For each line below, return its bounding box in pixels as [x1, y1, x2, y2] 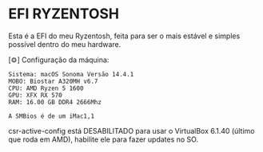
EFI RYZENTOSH [8, 5, 120, 23]
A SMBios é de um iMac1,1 [8, 112, 94, 120]
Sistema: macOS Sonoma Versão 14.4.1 [8, 70, 134, 78]
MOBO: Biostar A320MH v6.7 [8, 77, 98, 85]
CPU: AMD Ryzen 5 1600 [8, 84, 84, 92]
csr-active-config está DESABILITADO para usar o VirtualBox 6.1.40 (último [8, 126, 255, 135]
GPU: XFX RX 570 [8, 91, 62, 99]
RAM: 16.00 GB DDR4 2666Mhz [8, 98, 102, 106]
